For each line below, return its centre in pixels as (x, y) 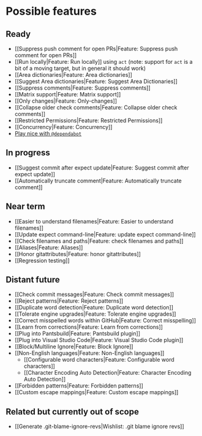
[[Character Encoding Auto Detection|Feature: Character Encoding (107, 373)
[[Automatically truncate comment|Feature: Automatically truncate (98, 181)
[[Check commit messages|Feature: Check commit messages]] (94, 294)
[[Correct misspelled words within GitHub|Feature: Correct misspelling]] (105, 321)
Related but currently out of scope (72, 412)
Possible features (51, 11)
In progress (28, 153)
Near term (25, 207)
